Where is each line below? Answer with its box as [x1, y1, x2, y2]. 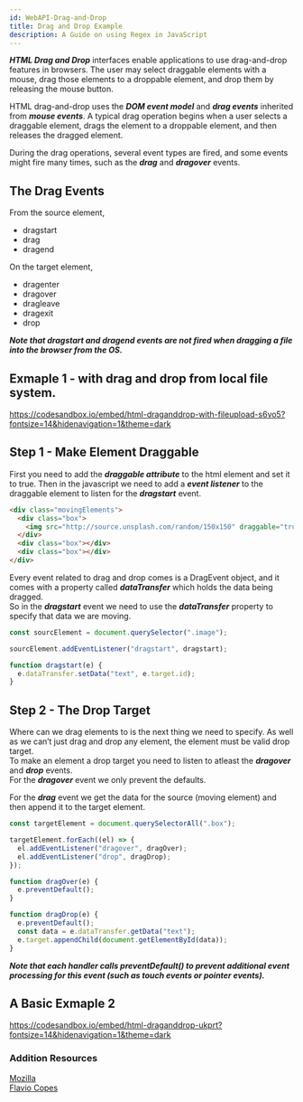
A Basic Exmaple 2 [9, 995, 115, 1011]
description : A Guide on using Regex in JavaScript [9, 30, 207, 39]
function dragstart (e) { [9, 661, 103, 670]
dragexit [22, 308, 54, 319]
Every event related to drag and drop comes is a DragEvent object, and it [9, 571, 280, 583]
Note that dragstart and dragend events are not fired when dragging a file [9, 335, 293, 346]
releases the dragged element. [9, 130, 124, 141]
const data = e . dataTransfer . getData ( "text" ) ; [17, 927, 196, 936]
